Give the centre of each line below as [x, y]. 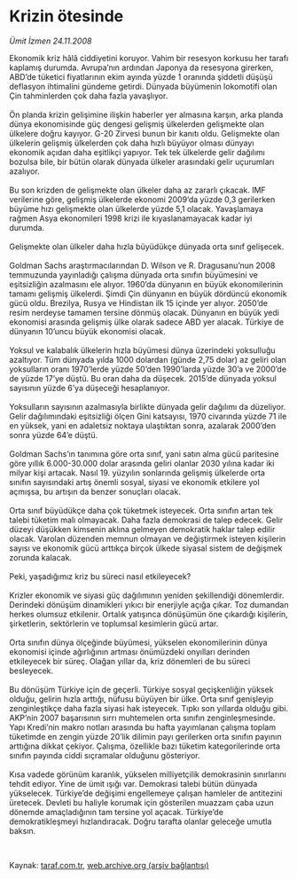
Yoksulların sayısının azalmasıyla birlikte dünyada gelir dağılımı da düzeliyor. [148, 406]
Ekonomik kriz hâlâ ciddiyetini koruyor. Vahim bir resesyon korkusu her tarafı [149, 58]
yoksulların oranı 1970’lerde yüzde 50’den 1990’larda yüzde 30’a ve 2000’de [148, 369]
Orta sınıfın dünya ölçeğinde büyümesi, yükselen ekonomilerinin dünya [138, 642]
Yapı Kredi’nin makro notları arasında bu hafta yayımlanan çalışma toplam [143, 727]
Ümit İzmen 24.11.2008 [51, 41]
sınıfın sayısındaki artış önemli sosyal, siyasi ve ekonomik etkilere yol [134, 482]
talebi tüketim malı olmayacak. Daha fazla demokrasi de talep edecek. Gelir [146, 520]
